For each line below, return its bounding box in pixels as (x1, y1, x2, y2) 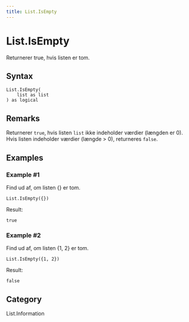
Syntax (6, 71, 33, 81)
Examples (6, 153, 43, 163)
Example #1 (6, 171, 40, 179)
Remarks (6, 113, 40, 124)
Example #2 (6, 231, 42, 239)
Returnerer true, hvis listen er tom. (6, 54, 90, 61)
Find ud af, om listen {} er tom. (6, 184, 81, 191)
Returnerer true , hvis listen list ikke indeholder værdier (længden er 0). (6, 129, 183, 137)
